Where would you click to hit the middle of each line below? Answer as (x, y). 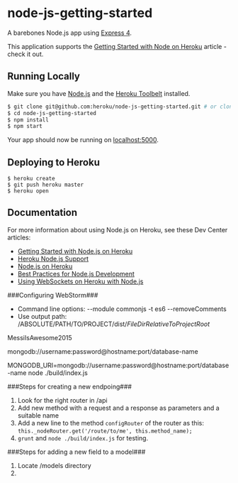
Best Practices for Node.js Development (76, 273)
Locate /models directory (55, 465)
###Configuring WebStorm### (53, 295)
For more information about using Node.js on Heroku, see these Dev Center (118, 229)
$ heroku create (31, 179)
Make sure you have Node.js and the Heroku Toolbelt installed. (99, 93)
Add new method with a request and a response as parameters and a (118, 408)
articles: (19, 237)
